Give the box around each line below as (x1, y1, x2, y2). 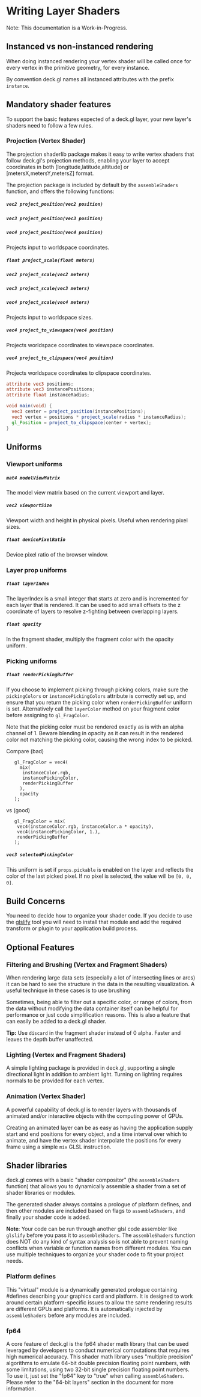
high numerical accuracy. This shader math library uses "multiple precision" (6, 1353, 194, 1360)
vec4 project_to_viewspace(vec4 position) (6, 327, 114, 333)
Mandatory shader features (6, 99, 112, 109)
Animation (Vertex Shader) (6, 1092, 86, 1100)
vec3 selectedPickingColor (6, 852, 74, 858)
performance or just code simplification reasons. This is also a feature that (6, 1011, 190, 1019)
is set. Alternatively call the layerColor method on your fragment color (6, 705, 180, 712)
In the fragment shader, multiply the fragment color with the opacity (6, 635, 174, 643)
